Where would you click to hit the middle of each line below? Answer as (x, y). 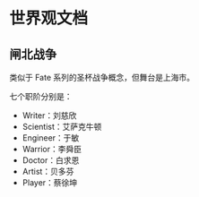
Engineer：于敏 (51, 138)
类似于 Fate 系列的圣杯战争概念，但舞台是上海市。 (102, 77)
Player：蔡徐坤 (50, 183)
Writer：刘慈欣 (49, 116)
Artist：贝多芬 (48, 171)
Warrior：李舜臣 (52, 149)
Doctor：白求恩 (51, 160)
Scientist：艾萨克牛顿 (62, 127)
